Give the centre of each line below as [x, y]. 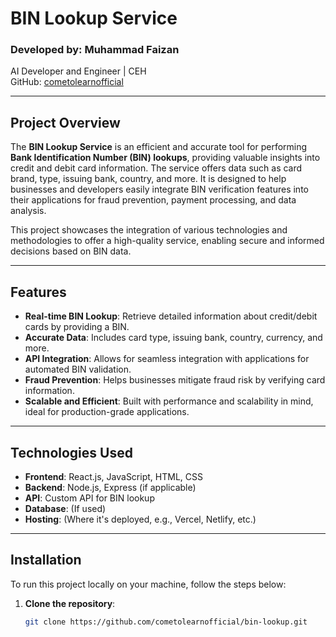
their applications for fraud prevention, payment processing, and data [153, 200]
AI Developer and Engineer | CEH [78, 71]
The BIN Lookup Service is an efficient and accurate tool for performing [159, 147]
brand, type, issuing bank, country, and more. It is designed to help [148, 179]
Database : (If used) [65, 508]
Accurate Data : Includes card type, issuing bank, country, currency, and [173, 338]
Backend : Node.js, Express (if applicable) [110, 487]
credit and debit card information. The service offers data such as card [156, 168]
